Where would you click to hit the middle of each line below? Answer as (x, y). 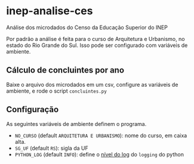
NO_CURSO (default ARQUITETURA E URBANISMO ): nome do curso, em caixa (101, 135)
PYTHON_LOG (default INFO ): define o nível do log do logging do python (99, 154)
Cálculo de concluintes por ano (65, 70)
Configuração (33, 110)
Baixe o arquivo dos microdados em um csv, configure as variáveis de (92, 84)
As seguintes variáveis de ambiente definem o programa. (76, 124)
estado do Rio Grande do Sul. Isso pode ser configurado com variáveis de (97, 45)
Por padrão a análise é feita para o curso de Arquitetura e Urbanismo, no (96, 39)
